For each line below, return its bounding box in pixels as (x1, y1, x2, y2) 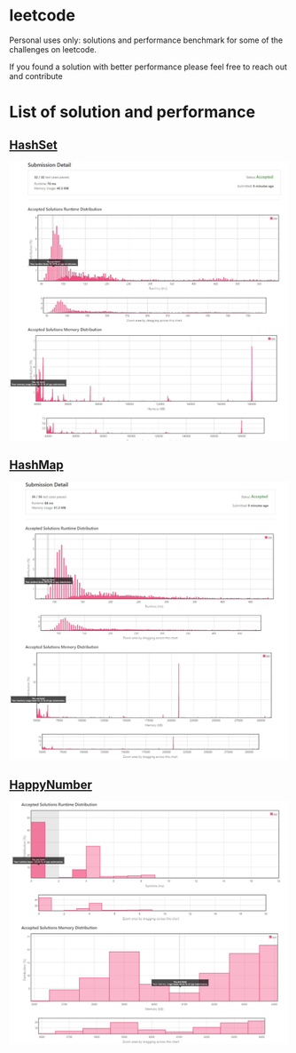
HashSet (9, 137, 58, 152)
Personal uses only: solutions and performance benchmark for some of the (9, 35, 284, 45)
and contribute (9, 70, 64, 81)
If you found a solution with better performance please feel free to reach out (9, 61, 288, 72)
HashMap (9, 458, 64, 473)
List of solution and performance (9, 102, 255, 123)
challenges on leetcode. (9, 44, 97, 54)
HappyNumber (9, 777, 93, 792)
